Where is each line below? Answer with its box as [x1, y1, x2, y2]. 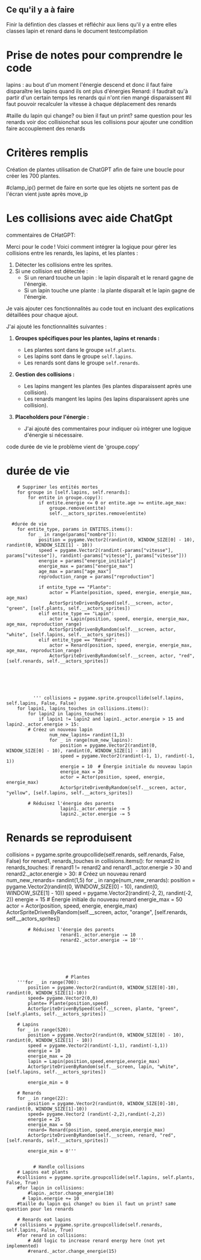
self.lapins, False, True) [6, 1227, 74, 1233]
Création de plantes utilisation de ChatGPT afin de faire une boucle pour [6, 166, 185, 173]
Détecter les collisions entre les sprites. [14, 261, 113, 268]
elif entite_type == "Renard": [38, 637, 117, 643]
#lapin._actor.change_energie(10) [28, 1190, 114, 1196]
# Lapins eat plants [17, 1169, 69, 1175]
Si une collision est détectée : [14, 268, 88, 275]
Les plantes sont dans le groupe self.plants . [23, 346, 137, 353]
